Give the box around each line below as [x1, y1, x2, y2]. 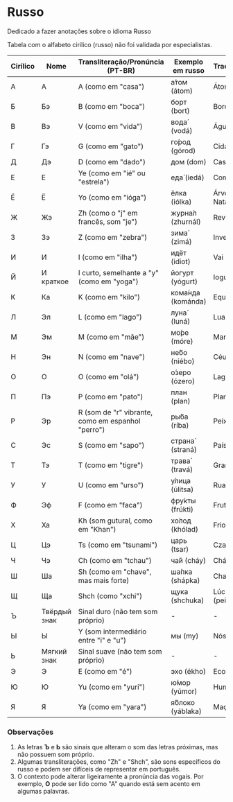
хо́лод [171, 516, 192, 525]
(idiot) [171, 256, 191, 266]
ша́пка [171, 566, 193, 576]
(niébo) [171, 356, 196, 366]
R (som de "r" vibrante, [78, 407, 153, 417]
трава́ [171, 455, 191, 465]
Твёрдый [41, 607, 71, 616]
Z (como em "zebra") [78, 232, 148, 242]
